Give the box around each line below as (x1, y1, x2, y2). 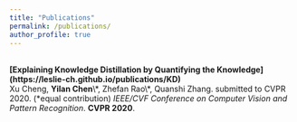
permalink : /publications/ (9, 22, 111, 31)
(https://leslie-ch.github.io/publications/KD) (9, 74, 181, 85)
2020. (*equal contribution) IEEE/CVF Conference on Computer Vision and (9, 93, 288, 104)
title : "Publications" (9, 13, 95, 23)
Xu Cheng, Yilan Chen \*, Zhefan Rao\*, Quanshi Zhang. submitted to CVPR (9, 83, 286, 95)
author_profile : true (9, 30, 91, 39)
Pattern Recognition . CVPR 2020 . (9, 103, 136, 114)
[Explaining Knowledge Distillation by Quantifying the (9, 64, 216, 75)
